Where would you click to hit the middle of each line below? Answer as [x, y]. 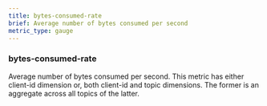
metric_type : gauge [41, 31]
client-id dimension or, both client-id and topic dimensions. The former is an [133, 84]
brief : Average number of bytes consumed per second [98, 23]
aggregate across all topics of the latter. [74, 93]
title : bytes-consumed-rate [55, 16]
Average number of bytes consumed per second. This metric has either [126, 76]
